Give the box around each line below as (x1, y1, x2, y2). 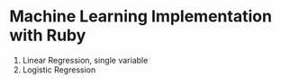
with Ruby (9, 25, 86, 46)
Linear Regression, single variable (22, 55, 149, 65)
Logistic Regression (22, 64, 96, 75)
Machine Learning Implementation (9, 6, 273, 27)
